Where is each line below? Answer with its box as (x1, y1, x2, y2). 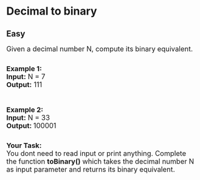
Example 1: (6, 64, 43, 73)
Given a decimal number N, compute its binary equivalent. (6, 44, 193, 53)
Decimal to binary (6, 4, 97, 18)
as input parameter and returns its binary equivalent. (6, 165, 175, 174)
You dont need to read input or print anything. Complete (6, 149, 187, 157)
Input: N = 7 (6, 72, 46, 81)
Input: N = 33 (6, 114, 50, 122)
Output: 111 (6, 80, 43, 89)
